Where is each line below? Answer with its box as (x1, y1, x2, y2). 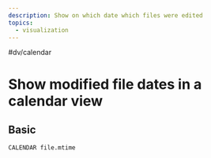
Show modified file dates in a (8, 75, 202, 93)
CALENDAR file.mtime (8, 144, 77, 152)
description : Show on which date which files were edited (8, 11, 203, 20)
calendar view (8, 92, 104, 110)
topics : (8, 19, 34, 27)
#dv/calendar (8, 48, 52, 57)
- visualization (15, 26, 69, 34)
